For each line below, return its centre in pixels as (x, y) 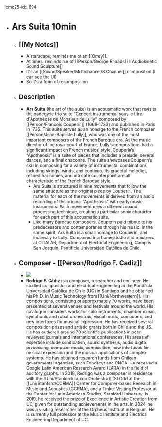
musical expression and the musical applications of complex (86, 352)
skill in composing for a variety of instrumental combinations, (87, 165)
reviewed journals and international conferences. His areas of (87, 337)
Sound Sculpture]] (44, 66)
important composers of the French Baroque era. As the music (89, 140)
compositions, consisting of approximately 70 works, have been (90, 301)
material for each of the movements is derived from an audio (94, 196)
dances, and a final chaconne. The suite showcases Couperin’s (89, 160)
